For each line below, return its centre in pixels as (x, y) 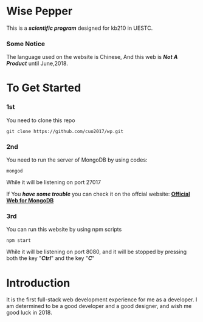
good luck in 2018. (29, 313)
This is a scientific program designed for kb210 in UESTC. (80, 28)
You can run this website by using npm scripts (64, 230)
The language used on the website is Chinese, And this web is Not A (92, 57)
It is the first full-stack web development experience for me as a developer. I (102, 300)
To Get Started (44, 88)
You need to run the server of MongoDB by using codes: (77, 160)
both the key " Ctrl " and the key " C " (51, 258)
